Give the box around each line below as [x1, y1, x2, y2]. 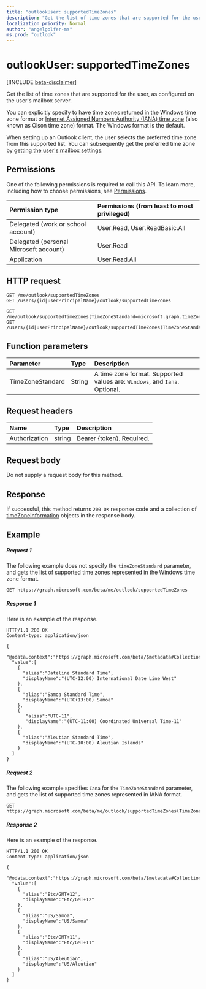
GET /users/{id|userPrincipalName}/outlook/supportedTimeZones [6, 297, 172, 304]
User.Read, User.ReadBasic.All [97, 223, 186, 232]
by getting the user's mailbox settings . [6, 147, 103, 154]
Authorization [9, 434, 48, 443]
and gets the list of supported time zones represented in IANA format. [6, 791, 183, 798]
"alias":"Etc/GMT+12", [22, 892, 81, 898]
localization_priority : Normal [6, 20, 86, 26]
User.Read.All [97, 255, 137, 264]
